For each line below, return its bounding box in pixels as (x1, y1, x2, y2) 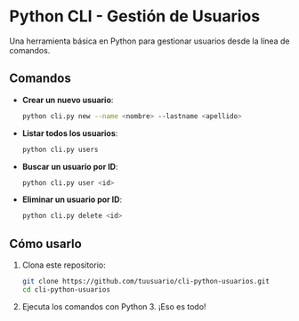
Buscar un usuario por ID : (21, 161, 118, 172)
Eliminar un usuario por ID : (21, 194, 123, 205)
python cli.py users (21, 145, 99, 154)
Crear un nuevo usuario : (21, 94, 114, 105)
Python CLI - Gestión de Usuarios (9, 6, 261, 27)
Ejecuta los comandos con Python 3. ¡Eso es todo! (21, 301, 206, 312)
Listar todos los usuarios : (21, 127, 118, 139)
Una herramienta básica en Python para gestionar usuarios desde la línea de (9, 36, 290, 46)
